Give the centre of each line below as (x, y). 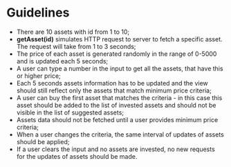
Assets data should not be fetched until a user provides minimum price (117, 119)
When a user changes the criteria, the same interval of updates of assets (120, 134)
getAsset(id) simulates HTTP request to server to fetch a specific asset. (119, 39)
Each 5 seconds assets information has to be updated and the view (112, 83)
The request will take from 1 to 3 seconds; (76, 46)
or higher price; (39, 76)
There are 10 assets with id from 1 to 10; (73, 32)
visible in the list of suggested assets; (70, 112)
